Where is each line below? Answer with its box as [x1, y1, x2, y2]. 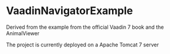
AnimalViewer [6, 29, 40, 36]
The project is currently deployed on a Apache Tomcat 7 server [6, 41, 159, 48]
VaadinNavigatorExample [6, 4, 133, 18]
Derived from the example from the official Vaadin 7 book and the [6, 23, 164, 31]
